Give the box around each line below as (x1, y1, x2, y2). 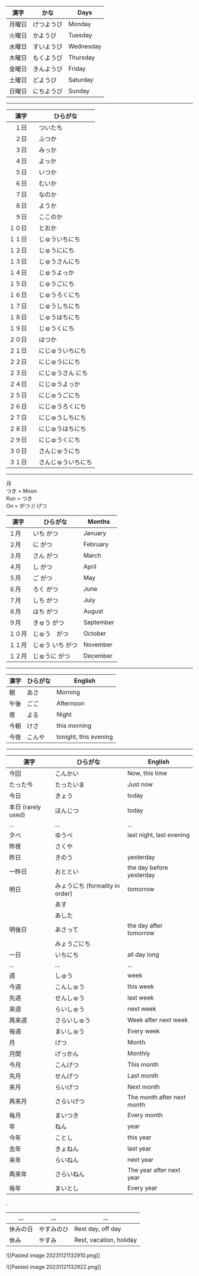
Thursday (68, 54, 95, 61)
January (83, 529, 107, 537)
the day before (127, 863, 168, 872)
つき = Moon (6, 488, 37, 494)
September (83, 618, 114, 626)
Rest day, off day (74, 1225, 121, 1233)
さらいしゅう (54, 1016, 91, 1024)
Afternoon (56, 699, 85, 707)
